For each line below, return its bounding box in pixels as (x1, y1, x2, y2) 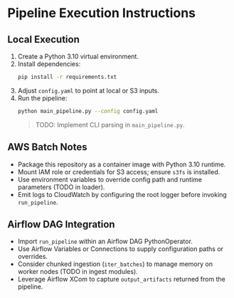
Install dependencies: (17, 60, 81, 68)
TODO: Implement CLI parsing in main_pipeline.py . (35, 120, 185, 129)
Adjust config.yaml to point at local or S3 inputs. (17, 86, 160, 95)
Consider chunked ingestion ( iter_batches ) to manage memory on (17, 260, 213, 268)
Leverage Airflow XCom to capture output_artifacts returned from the (17, 275, 225, 284)
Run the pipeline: (17, 94, 68, 102)
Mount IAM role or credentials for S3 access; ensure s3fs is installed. (17, 167, 220, 176)
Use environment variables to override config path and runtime (17, 175, 203, 183)
